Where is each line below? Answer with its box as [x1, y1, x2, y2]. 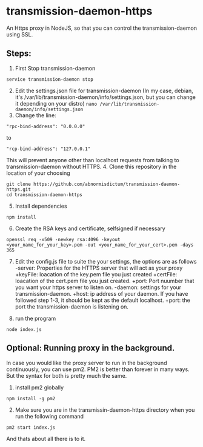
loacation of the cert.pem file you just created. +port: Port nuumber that [15, 277, 195, 284]
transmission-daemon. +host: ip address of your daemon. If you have [15, 290, 188, 297]
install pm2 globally [15, 384, 64, 391]
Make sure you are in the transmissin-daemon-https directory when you [15, 406, 195, 414]
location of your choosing [6, 169, 71, 177]
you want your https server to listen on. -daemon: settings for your [15, 284, 182, 291]
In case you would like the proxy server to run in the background [6, 359, 167, 366]
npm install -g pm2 [6, 395, 56, 401]
